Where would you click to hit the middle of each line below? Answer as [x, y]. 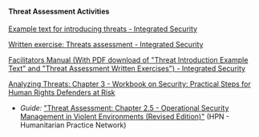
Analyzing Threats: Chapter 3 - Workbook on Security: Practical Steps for [129, 84]
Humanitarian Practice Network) [73, 125]
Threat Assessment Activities [59, 11]
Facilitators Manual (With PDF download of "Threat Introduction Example [128, 60]
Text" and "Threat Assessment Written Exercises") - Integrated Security [127, 69]
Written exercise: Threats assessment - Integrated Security [106, 45]
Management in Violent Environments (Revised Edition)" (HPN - [125, 117]
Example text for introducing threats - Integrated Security [103, 29]
